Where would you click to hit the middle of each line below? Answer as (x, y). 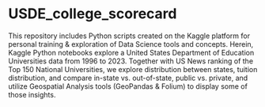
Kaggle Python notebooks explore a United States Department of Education (131, 52)
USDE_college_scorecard (93, 14)
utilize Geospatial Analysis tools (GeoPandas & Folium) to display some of (128, 86)
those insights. (32, 94)
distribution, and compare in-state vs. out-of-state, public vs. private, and (128, 78)
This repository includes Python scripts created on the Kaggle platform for (129, 36)
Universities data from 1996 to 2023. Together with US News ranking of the (131, 61)
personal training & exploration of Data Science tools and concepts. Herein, (131, 44)
